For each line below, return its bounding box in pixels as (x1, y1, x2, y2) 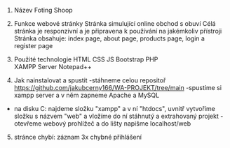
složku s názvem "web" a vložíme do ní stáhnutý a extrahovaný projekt (13, 112, 219, 120)
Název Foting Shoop (13, 6, 73, 14)
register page (13, 42, 53, 50)
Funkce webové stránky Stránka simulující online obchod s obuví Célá (13, 20, 216, 27)
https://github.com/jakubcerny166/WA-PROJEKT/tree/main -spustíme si (13, 84, 222, 91)
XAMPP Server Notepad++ (13, 63, 93, 71)
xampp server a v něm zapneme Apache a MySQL (13, 91, 160, 99)
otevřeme (13, 119, 42, 128)
